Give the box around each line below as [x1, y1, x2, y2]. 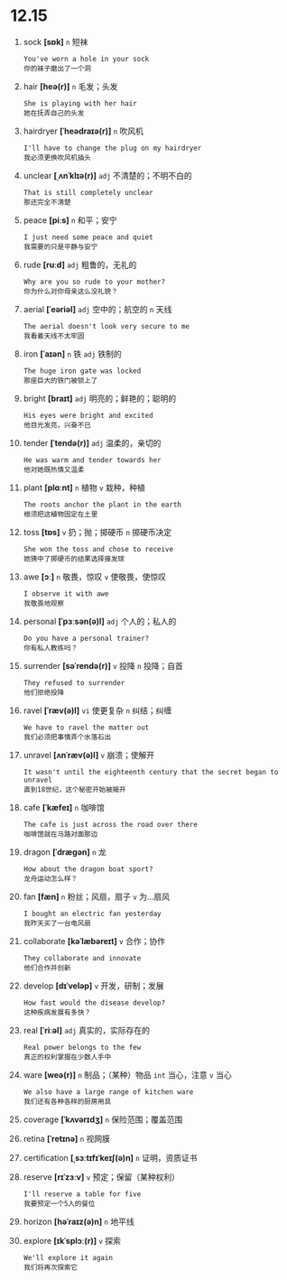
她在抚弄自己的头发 [23, 108, 85, 117]
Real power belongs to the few [23, 1043, 142, 1052]
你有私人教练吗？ [23, 643, 78, 653]
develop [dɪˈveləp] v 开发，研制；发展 [23, 980, 165, 991]
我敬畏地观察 [23, 598, 65, 608]
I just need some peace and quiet [23, 232, 153, 242]
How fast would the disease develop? [23, 998, 166, 1007]
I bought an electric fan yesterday [23, 909, 162, 918]
